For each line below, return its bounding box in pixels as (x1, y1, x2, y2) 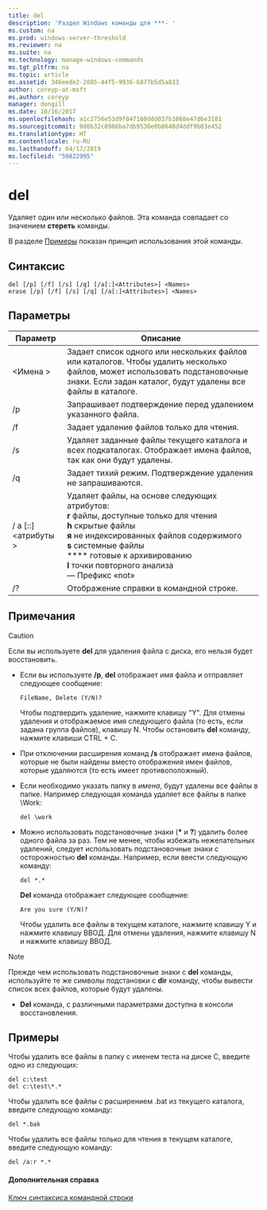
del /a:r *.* (8, 1158, 52, 1166)
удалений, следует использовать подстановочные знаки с (19, 844, 219, 853)
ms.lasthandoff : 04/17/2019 (8, 145, 102, 153)
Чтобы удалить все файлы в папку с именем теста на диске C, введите (8, 1052, 250, 1061)
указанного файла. (67, 409, 139, 420)
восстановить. (8, 654, 58, 664)
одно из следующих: (8, 1061, 79, 1070)
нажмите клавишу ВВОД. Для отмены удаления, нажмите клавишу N (19, 928, 257, 937)
